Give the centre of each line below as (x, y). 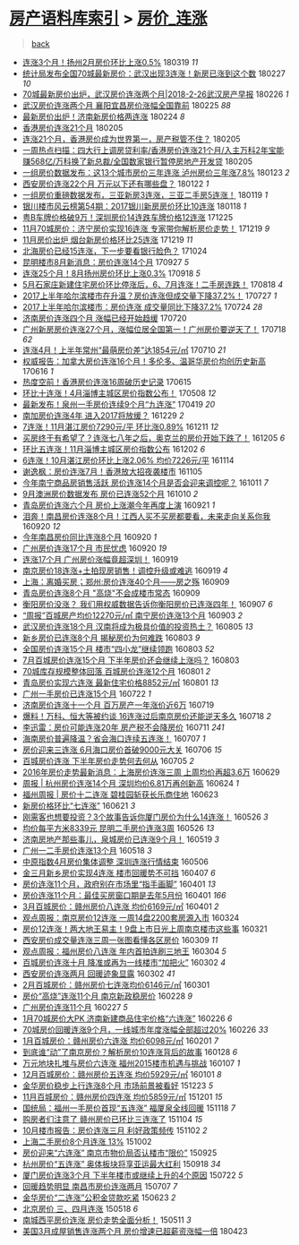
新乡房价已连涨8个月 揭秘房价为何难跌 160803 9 (111, 638)
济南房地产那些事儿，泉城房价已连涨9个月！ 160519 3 (120, 839)
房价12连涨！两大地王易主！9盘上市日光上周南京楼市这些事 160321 (145, 929)
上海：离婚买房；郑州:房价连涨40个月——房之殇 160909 (126, 581)
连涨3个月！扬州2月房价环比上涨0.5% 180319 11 (110, 62)
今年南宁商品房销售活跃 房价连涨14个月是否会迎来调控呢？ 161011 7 (145, 482)
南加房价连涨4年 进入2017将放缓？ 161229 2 (103, 415)
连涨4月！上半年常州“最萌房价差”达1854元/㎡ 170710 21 (124, 349)
